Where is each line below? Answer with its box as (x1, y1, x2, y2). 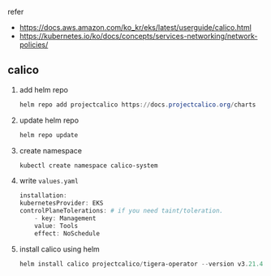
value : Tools (34, 222, 79, 230)
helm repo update (19, 131, 79, 139)
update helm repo (19, 115, 79, 125)
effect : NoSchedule (34, 229, 101, 238)
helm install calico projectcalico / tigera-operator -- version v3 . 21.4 (19, 260, 264, 268)
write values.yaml (19, 176, 79, 186)
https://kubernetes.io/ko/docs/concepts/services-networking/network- (19, 32, 258, 41)
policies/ (19, 40, 49, 50)
